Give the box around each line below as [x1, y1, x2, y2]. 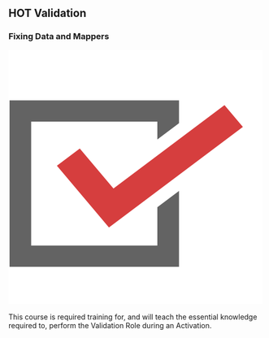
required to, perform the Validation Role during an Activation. [8, 320, 212, 330]
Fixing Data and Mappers [8, 31, 110, 42]
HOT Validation [8, 6, 87, 20]
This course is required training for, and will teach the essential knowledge [8, 312, 258, 322]
